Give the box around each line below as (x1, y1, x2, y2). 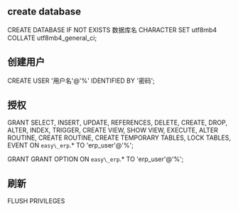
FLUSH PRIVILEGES (7, 197, 65, 205)
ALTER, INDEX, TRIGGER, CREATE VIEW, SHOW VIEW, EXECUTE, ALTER (7, 126, 219, 135)
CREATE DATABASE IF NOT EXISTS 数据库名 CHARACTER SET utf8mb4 (7, 25, 217, 34)
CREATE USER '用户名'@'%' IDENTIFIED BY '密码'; (7, 76, 155, 85)
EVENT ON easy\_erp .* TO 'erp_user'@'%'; (7, 141, 134, 150)
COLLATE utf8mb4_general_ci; (7, 34, 97, 42)
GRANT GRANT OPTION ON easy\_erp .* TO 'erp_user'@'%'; (7, 155, 184, 163)
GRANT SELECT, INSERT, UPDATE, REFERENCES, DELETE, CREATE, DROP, (7, 118, 227, 127)
